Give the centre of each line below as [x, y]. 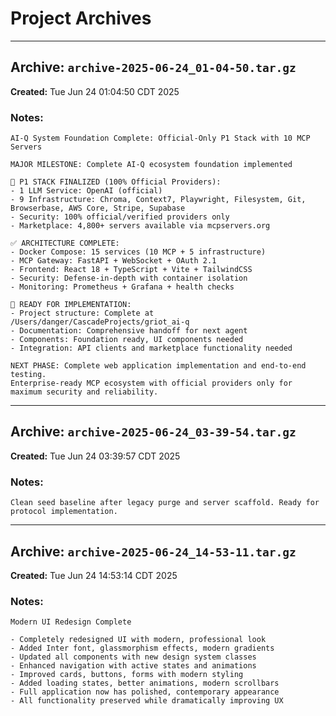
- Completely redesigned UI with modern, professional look [138, 640]
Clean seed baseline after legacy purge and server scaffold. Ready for [165, 503]
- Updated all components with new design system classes [133, 657]
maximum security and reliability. [84, 392]
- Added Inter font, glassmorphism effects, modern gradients [142, 648]
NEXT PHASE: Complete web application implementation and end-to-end [158, 366]
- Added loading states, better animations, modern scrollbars [145, 683]
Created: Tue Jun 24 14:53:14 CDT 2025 [94, 575]
